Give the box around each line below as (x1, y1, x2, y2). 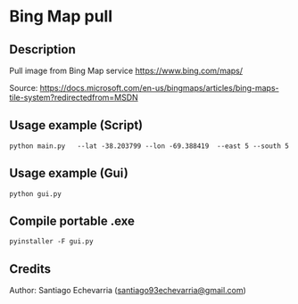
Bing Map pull (9, 6, 113, 27)
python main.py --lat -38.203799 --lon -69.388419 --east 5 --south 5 (9, 141, 290, 151)
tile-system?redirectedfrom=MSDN (9, 92, 138, 103)
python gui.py (9, 189, 62, 198)
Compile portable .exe (9, 214, 136, 229)
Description (9, 42, 76, 57)
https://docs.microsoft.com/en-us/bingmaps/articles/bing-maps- (39, 83, 279, 93)
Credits (9, 261, 52, 276)
